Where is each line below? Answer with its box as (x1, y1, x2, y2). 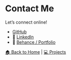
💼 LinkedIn (12, 34, 34, 40)
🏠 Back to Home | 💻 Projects (5, 49, 67, 55)
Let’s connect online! (5, 19, 48, 25)
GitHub (12, 29, 27, 34)
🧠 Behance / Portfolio (12, 39, 56, 45)
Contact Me (5, 3, 54, 14)
